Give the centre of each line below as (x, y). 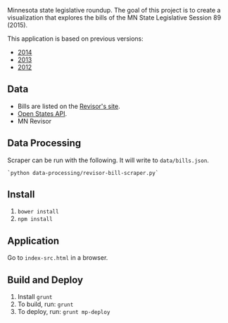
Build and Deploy (45, 280)
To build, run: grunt (45, 304)
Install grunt (35, 297)
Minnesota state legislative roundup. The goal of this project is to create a (114, 10)
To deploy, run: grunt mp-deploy (64, 312)
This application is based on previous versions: (75, 39)
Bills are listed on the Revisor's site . (69, 106)
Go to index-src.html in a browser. (58, 258)
